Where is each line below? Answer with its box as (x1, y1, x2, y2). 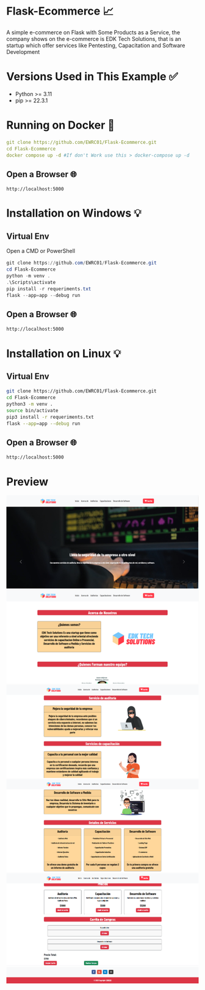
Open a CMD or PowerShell (6, 247, 75, 255)
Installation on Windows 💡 (6, 206, 142, 220)
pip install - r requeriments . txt (6, 285, 92, 292)
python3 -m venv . (6, 401, 53, 407)
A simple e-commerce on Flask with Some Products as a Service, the (6, 28, 181, 36)
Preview (6, 474, 49, 489)
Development (6, 48, 40, 55)
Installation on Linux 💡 (6, 347, 121, 361)
